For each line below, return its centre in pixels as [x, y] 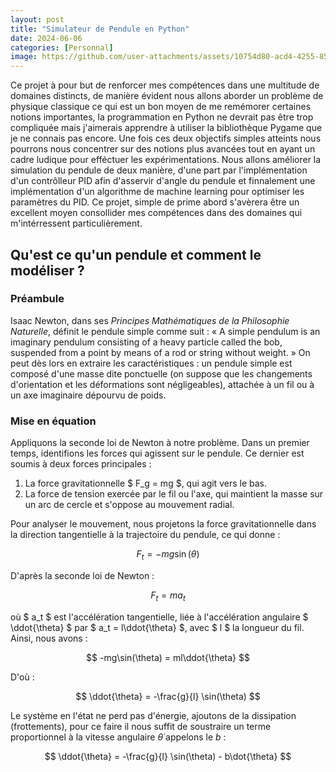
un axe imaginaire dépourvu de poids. [88, 395]
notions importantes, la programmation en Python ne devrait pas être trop [162, 117]
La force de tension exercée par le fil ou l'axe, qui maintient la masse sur [174, 494]
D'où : [22, 677]
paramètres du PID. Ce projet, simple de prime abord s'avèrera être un [155, 202]
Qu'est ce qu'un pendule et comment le [136, 254]
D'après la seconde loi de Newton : [82, 575]
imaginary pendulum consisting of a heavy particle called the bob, [146, 342]
